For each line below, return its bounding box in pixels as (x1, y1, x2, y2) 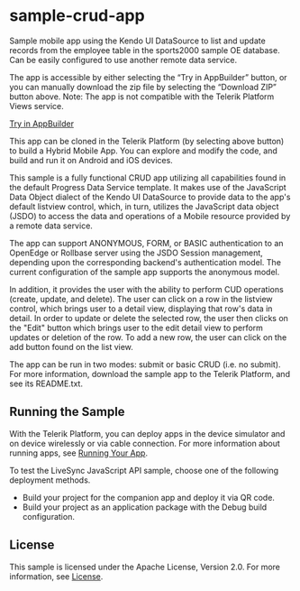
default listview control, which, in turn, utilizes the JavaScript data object (9, 200, 279, 212)
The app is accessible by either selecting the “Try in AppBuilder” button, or (9, 71, 287, 82)
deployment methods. (9, 475, 91, 485)
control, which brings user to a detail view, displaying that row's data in (9, 303, 273, 314)
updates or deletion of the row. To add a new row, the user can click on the (9, 331, 287, 343)
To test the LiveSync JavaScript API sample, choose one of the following (9, 465, 279, 476)
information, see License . (9, 570, 104, 582)
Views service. (9, 100, 65, 111)
